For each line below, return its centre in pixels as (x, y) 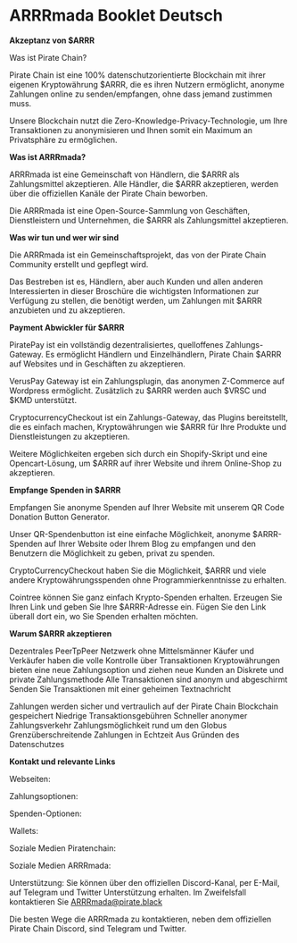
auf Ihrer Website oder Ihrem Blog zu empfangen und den (150, 543)
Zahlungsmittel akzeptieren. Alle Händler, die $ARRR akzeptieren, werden (144, 183)
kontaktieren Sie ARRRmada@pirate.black (86, 901)
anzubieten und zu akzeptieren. (67, 310)
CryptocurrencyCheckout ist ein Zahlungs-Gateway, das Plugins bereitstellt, (148, 417)
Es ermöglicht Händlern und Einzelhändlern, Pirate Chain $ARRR (163, 354)
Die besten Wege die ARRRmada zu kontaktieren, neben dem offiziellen (140, 919)
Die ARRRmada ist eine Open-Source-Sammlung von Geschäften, (130, 210)
